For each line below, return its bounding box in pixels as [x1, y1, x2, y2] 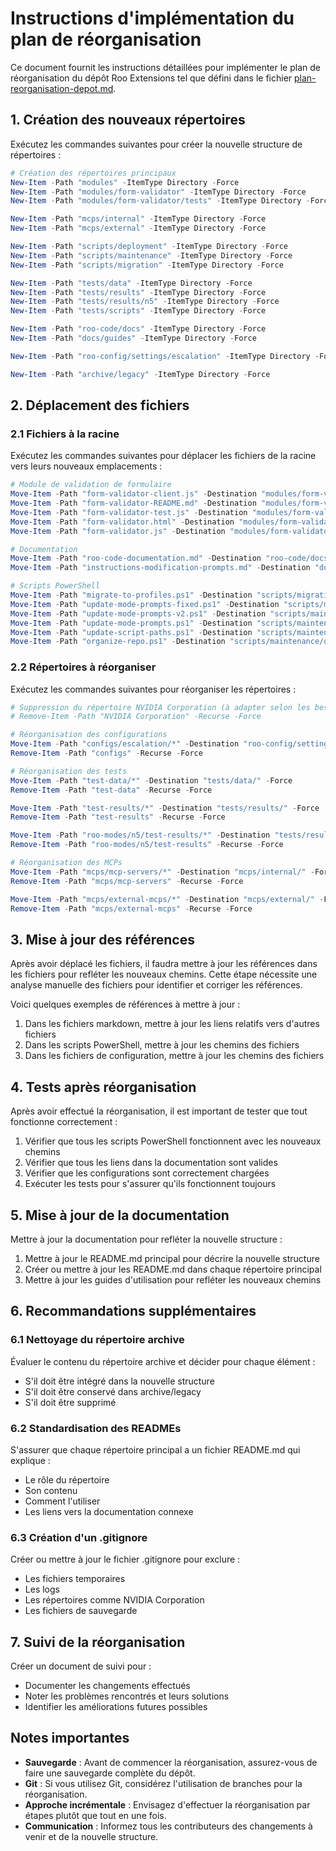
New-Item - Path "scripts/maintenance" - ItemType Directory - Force [10, 250, 293, 261]
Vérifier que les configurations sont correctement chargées [24, 1167, 270, 1179]
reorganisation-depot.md [10, 82, 114, 94]
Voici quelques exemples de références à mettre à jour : [10, 998, 241, 1011]
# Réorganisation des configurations [10, 730, 168, 740]
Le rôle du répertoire [24, 1473, 110, 1486]
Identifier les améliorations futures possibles [24, 1701, 208, 1713]
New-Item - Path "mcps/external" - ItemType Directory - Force [10, 223, 267, 234]
